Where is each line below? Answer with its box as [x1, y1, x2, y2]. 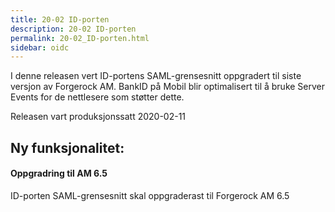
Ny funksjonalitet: [10, 139, 125, 156]
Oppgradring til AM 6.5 [10, 167, 108, 180]
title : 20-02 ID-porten [10, 14, 110, 25]
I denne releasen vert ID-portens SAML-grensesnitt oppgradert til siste [10, 70, 302, 82]
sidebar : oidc [10, 42, 70, 53]
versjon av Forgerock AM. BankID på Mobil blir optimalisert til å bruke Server [10, 81, 326, 93]
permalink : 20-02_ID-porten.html [10, 33, 150, 43]
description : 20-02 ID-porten [10, 24, 137, 34]
